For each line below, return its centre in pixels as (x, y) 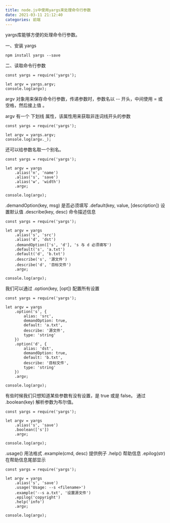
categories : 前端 (23, 20)
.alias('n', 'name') (36, 173)
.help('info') (29, 502)
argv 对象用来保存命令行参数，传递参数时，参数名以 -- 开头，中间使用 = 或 (84, 99)
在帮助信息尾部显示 (26, 460)
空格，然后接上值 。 (26, 105)
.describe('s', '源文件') (41, 260)
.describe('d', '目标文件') (43, 265)
